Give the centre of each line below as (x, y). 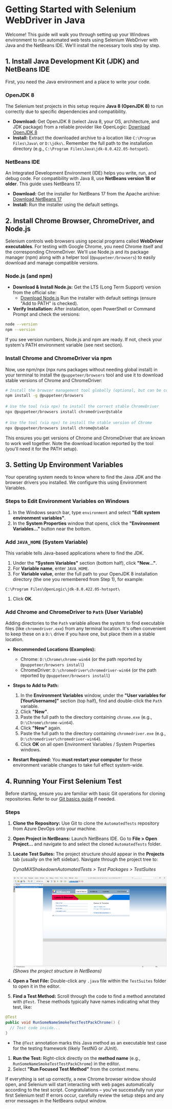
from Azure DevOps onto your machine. (55, 829)
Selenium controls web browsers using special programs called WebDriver (84, 241)
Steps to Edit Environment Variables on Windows (67, 501)
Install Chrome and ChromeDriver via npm (59, 358)
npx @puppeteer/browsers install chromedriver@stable (64, 412)
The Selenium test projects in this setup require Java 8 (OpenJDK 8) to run (84, 106)
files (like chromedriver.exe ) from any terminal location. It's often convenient (86, 629)
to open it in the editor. (36, 986)
